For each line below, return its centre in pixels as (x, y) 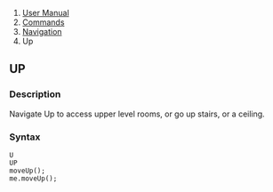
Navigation (42, 32)
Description (35, 94)
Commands (43, 22)
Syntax (25, 137)
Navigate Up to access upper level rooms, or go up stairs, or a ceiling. (137, 114)
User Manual (45, 13)
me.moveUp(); (33, 178)
